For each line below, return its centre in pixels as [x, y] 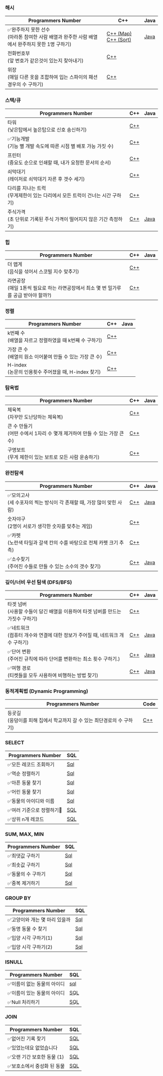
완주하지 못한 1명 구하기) [45, 44]
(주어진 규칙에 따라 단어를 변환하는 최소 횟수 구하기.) [64, 659]
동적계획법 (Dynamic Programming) [47, 691]
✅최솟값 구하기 [24, 865]
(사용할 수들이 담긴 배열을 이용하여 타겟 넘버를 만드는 [64, 612]
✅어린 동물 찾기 [24, 792]
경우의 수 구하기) [25, 85]
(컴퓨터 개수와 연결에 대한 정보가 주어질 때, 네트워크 [63, 635]
